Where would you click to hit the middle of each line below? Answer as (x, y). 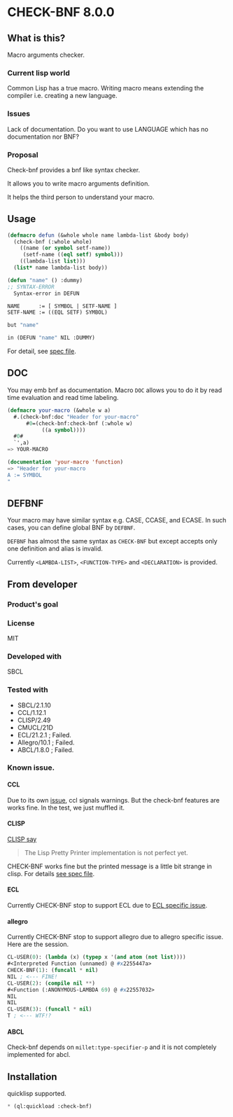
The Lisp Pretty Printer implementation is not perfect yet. (106, 852)
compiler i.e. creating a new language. (62, 96)
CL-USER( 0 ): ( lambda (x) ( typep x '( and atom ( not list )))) (97, 957)
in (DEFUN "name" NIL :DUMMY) (51, 338)
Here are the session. (38, 944)
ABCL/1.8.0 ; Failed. (45, 749)
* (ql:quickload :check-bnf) (50, 1106)
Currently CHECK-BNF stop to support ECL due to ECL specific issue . (107, 906)
